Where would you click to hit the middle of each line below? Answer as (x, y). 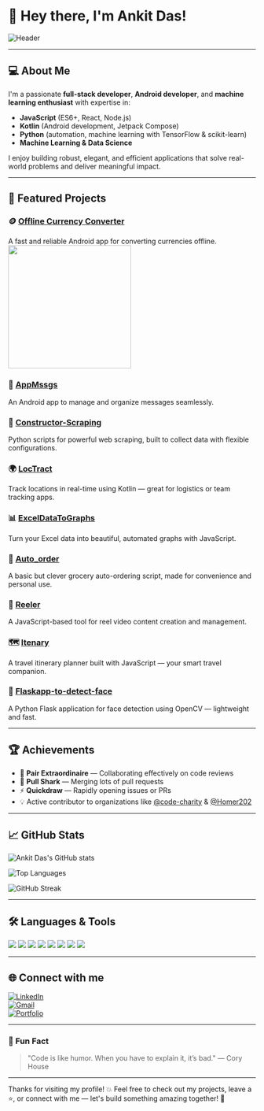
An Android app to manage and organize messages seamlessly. (111, 402)
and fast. (22, 717)
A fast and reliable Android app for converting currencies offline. (113, 241)
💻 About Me (39, 71)
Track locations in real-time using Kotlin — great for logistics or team (119, 489)
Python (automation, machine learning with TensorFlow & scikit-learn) (133, 134)
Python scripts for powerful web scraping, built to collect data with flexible (129, 439)
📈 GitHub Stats (46, 835)
